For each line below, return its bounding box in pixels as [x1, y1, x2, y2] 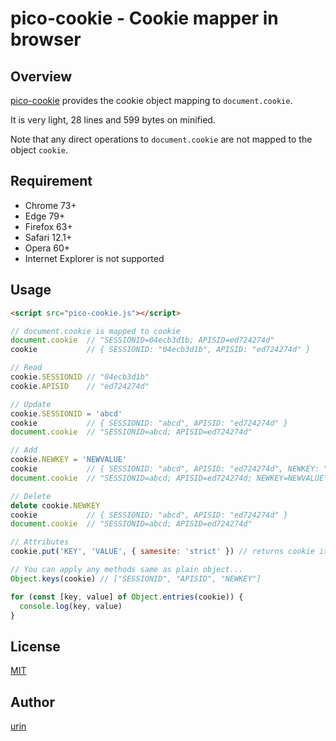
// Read [10, 363, 43, 373]
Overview [10, 68, 73, 85]
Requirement [10, 173, 93, 190]
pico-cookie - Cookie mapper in [10, 7, 279, 30]
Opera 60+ [24, 242, 71, 254]
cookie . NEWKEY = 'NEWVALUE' [10, 455, 128, 465]
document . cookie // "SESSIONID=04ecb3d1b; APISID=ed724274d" [10, 335, 275, 346]
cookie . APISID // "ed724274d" [10, 381, 150, 391]
